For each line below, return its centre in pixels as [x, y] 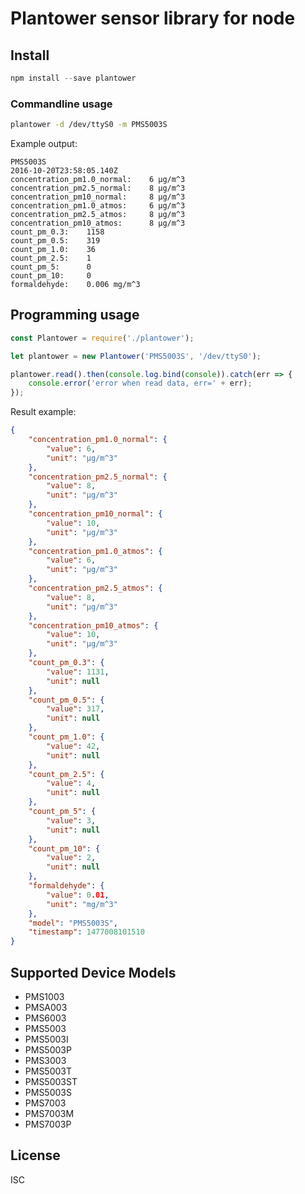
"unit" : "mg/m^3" [82, 904]
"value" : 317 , [75, 709]
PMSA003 [46, 1008]
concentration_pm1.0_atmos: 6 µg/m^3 [98, 206]
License [35, 1155]
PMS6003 [45, 1018]
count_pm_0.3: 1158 [57, 232]
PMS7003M [49, 1114]
